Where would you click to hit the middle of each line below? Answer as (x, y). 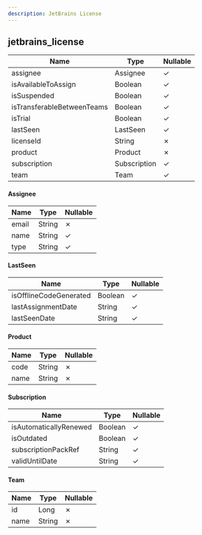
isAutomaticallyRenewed (52, 427)
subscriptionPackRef (45, 450)
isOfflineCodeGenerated (51, 295)
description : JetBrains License (55, 14)
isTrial (21, 118)
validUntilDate (34, 461)
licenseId (26, 141)
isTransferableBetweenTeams (60, 107)
